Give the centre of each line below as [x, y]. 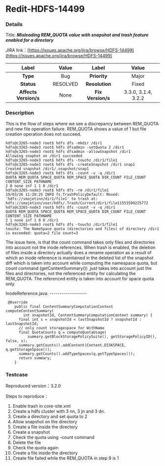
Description [20, 113]
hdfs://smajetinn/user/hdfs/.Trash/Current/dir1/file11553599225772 [77, 203]
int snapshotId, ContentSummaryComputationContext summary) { [88, 315]
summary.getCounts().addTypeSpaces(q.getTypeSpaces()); [77, 354]
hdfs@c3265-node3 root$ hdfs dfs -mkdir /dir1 [54, 143]
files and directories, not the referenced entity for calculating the [71, 273]
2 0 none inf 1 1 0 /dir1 [32, 186]
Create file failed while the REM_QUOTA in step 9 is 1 [66, 458]
